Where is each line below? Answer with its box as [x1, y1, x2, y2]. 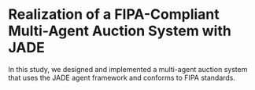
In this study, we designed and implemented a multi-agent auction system [8, 64, 248, 74]
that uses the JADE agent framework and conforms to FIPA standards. [8, 73, 236, 82]
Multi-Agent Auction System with [8, 22, 232, 40]
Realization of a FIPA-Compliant [8, 5, 220, 23]
